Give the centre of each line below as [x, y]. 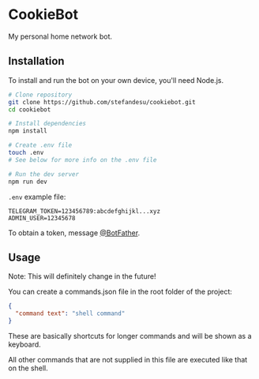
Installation [36, 61]
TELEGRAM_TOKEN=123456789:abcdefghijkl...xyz [84, 211]
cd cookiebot [30, 109]
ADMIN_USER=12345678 [42, 218]
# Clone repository [40, 95]
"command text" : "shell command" [70, 313]
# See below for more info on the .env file [83, 159]
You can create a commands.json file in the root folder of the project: [120, 292]
